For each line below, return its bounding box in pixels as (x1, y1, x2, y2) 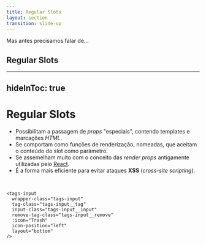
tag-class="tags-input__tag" (12, 201, 86, 207)
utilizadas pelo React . (15, 160, 70, 167)
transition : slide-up (6, 20, 62, 26)
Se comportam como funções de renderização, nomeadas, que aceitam (15, 140, 197, 148)
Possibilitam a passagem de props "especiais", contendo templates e (15, 127, 190, 135)
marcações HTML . (15, 134, 63, 141)
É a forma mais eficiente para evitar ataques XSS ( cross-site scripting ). (15, 167, 196, 174)
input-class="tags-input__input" (12, 206, 97, 213)
